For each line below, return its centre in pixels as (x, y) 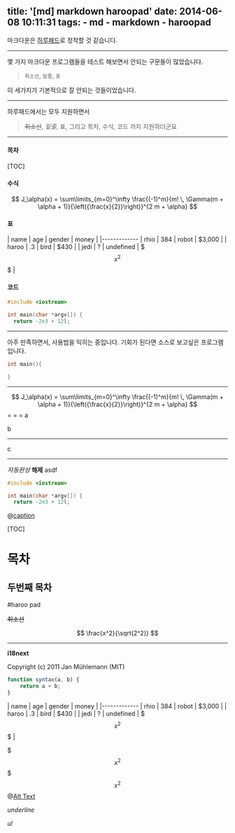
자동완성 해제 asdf (33, 470)
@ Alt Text (21, 796)
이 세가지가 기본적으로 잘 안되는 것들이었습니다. (72, 90)
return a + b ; (40, 686)
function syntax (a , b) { (43, 680)
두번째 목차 (30, 587)
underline (21, 810)
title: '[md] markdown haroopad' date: (92, 12)
